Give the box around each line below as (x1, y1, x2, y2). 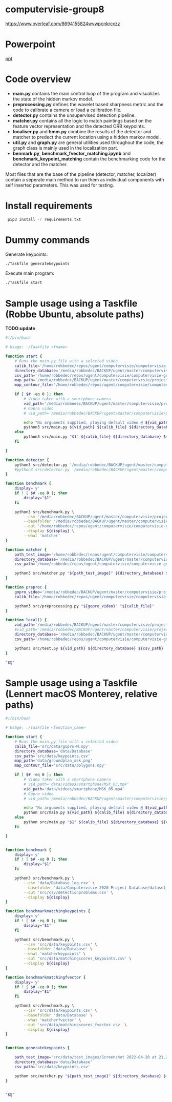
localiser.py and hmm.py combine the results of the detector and (12, 128, 152, 134)
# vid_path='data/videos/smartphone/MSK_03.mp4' (24, 782, 130, 787)
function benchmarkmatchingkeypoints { (5, 909, 91, 914)
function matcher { (5, 547, 47, 552)
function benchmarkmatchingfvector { (5, 975, 86, 980)
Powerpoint (5, 38, 56, 50)
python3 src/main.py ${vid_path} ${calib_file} (24, 424, 127, 430)
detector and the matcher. (12, 161, 68, 167)
